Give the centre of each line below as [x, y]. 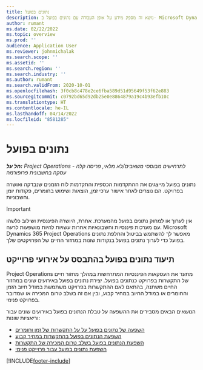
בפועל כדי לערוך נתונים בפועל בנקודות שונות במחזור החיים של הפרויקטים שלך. [95, 240]
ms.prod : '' [21, 40]
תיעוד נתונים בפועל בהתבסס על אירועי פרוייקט [90, 259]
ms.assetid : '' [25, 63]
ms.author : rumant [29, 80]
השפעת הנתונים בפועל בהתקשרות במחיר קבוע [68, 336]
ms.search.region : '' [34, 68]
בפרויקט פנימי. [23, 300]
